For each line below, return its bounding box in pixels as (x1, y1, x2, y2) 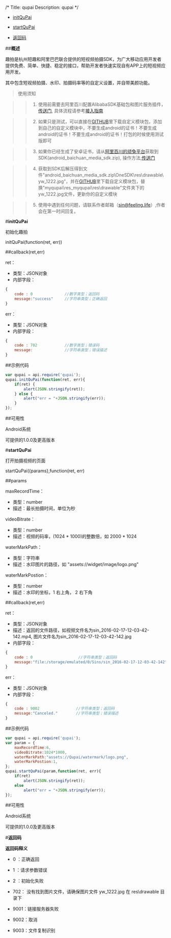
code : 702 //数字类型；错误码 (14, 343, 100, 348)
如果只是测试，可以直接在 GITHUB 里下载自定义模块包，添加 (38, 119, 162, 124)
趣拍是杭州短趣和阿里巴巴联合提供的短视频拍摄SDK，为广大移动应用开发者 (5, 56, 162, 62)
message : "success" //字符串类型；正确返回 (14, 296, 107, 301)
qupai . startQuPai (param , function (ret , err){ (5, 769, 101, 774)
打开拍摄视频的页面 (5, 458, 46, 464)
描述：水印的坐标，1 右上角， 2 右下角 (12, 589, 93, 595)
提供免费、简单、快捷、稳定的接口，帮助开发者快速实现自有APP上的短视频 (5, 63, 161, 68)
